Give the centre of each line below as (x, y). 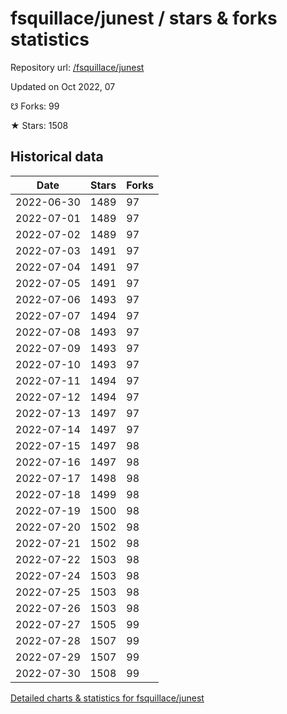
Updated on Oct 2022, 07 (63, 86)
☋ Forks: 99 (35, 106)
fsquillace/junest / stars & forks (144, 18)
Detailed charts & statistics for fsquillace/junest (107, 698)
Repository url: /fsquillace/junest (77, 67)
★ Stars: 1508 (39, 125)
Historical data (57, 157)
